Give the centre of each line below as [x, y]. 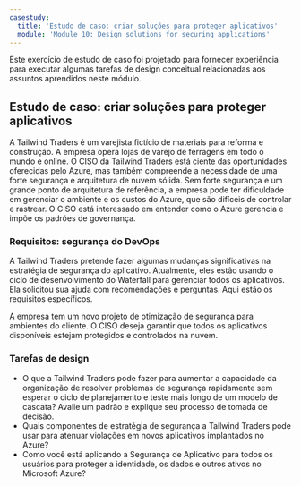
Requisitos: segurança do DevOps [85, 242]
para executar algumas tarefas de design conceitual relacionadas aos [138, 69]
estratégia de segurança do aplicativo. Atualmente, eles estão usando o [142, 270]
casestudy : [30, 17]
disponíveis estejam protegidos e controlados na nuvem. [113, 336]
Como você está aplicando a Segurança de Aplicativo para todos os [147, 454]
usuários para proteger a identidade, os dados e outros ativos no [142, 464]
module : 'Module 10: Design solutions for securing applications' [144, 34]
